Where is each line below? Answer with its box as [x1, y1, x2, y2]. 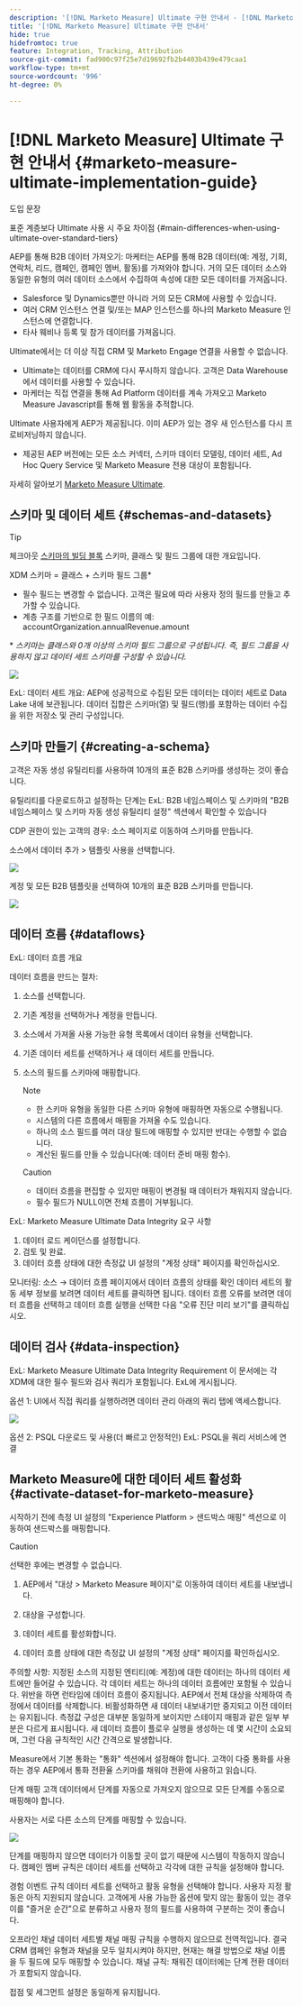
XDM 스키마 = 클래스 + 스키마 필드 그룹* [9, 570, 152, 581]
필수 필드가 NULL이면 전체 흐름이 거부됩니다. [35, 1196, 194, 1207]
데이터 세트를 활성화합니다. [22, 1628, 117, 1639]
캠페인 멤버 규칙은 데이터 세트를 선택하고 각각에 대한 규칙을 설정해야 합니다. [21, 1861, 285, 1872]
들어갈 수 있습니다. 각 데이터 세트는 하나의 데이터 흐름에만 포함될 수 [32, 1678, 268, 1689]
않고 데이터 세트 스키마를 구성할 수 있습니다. [32, 651, 187, 663]
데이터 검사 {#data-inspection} [9, 1340, 181, 1355]
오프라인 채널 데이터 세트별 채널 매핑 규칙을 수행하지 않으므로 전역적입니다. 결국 [9, 1933, 288, 1944]
